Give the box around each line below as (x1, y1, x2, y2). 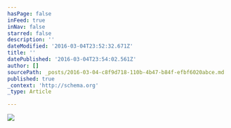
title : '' (7, 50, 37, 57)
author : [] (7, 62, 39, 69)
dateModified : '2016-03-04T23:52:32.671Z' (7, 43, 133, 50)
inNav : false (7, 23, 46, 30)
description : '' (7, 36, 55, 43)
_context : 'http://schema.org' (7, 82, 99, 89)
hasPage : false (7, 10, 52, 17)
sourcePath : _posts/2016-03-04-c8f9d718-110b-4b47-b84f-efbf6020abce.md (7, 69, 225, 76)
